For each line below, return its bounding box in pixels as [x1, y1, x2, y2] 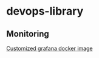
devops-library [6, 4, 84, 18]
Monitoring [6, 29, 50, 39]
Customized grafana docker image [6, 45, 93, 52]
